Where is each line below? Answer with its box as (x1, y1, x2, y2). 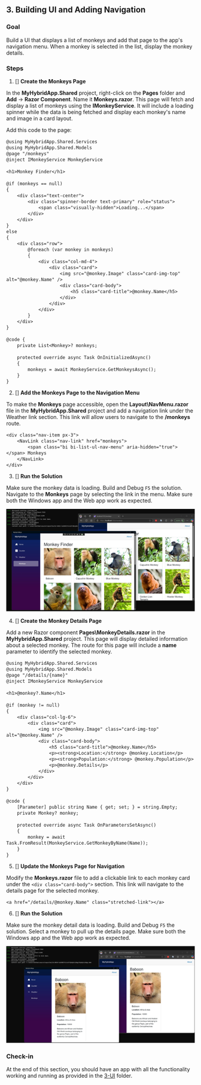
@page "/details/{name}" (6, 672, 68, 678)
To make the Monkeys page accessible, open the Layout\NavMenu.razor (6, 400, 189, 408)
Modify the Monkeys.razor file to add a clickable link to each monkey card (6, 874, 190, 881)
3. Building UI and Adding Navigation (6, 5, 146, 15)
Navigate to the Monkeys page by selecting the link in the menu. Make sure (6, 490, 193, 498)
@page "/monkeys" (6, 150, 50, 156)
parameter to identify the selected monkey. (6, 647, 112, 655)
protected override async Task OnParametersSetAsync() (17, 822, 157, 828)
